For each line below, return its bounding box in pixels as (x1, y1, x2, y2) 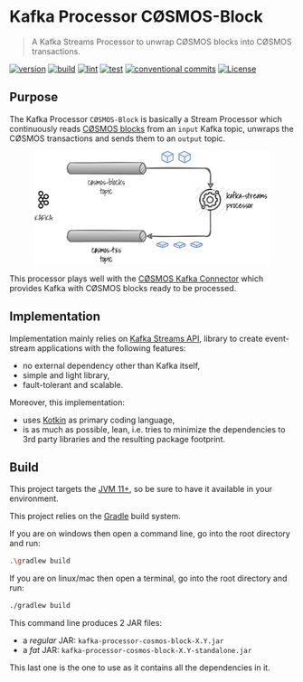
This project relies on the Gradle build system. (9, 511, 181, 522)
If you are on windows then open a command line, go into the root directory (9, 528, 291, 539)
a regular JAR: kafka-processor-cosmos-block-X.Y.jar (22, 635, 224, 646)
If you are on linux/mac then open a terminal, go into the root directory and (9, 573, 288, 584)
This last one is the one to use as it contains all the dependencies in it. (9, 662, 270, 673)
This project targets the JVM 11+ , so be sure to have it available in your (9, 484, 273, 495)
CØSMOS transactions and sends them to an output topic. (9, 133, 226, 144)
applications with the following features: (37, 342, 186, 354)
